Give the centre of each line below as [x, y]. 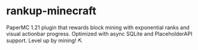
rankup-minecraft [51, 11]
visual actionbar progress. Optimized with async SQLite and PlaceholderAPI [99, 33]
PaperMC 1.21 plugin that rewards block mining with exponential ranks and [98, 27]
